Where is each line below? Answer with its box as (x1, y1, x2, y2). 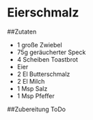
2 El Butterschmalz (16, 70, 70, 78)
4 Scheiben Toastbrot (16, 55, 79, 63)
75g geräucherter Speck (16, 48, 86, 56)
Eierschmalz (7, 5, 79, 21)
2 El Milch (16, 77, 45, 85)
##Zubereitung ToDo (7, 105, 66, 113)
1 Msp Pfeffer (16, 91, 55, 100)
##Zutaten (7, 27, 37, 36)
